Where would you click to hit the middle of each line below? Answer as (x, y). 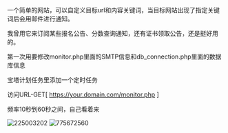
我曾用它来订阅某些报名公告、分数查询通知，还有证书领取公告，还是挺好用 (113, 33)
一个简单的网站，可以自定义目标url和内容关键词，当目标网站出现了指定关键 (114, 10)
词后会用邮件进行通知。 (40, 19)
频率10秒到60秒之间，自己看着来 (53, 109)
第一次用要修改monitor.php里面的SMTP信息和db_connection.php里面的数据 (114, 57)
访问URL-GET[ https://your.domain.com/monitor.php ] (83, 94)
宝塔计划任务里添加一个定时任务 (52, 80)
